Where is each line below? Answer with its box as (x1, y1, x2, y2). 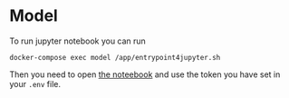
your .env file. (9, 78, 62, 89)
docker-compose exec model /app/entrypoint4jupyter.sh (9, 53, 221, 62)
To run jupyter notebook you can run (9, 35, 147, 46)
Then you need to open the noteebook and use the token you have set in (9, 69, 281, 80)
